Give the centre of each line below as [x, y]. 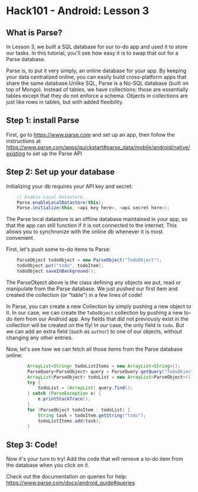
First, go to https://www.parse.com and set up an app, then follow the [90, 134]
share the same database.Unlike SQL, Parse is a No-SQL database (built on [97, 83]
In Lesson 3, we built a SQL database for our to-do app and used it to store [97, 47]
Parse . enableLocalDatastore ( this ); [60, 202]
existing [16, 153]
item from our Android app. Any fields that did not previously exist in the [101, 319]
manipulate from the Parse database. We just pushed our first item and [92, 288]
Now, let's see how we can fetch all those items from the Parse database [94, 349]
